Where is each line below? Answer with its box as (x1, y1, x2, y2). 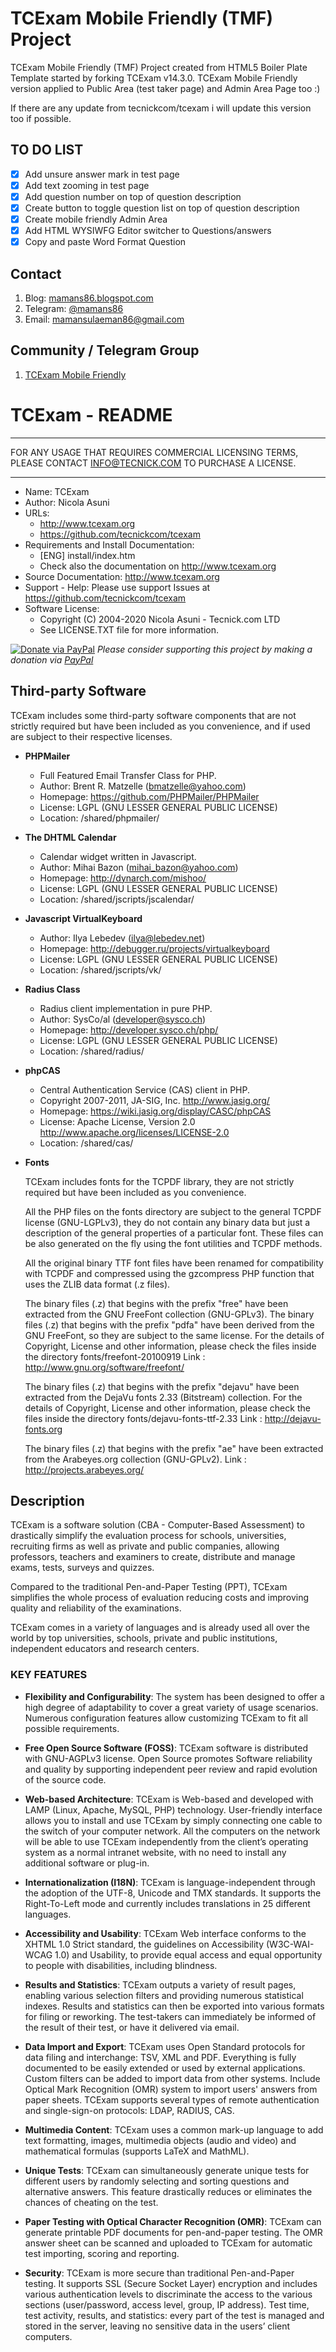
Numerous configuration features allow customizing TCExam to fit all (24, 1712, 308, 1724)
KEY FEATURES (10, 1668, 88, 1682)
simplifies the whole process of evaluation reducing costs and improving (10, 1592, 310, 1604)
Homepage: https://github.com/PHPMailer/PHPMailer (39, 790, 260, 802)
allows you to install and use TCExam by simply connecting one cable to (24, 1814, 323, 1826)
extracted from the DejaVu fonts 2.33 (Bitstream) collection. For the (24, 1391, 303, 1403)
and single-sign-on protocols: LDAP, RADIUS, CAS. (24, 2104, 235, 2116)
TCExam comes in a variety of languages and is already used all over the (10, 1622, 310, 1634)
